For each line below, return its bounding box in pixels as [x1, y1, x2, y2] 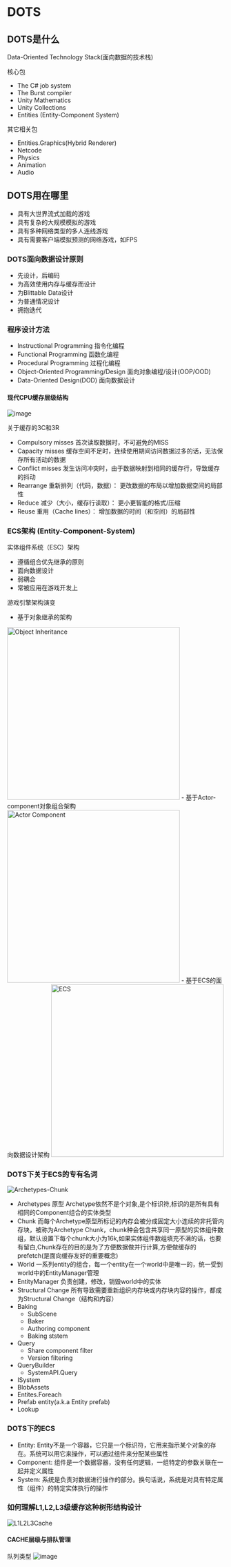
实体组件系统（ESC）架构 [7, 543, 80, 551]
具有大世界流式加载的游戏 [17, 209, 90, 217]
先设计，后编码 [17, 271, 60, 280]
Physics [17, 153, 40, 162]
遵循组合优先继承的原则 [17, 557, 84, 566]
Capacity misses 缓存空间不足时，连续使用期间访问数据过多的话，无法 [17, 447, 217, 455]
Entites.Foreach [17, 1390, 62, 1399]
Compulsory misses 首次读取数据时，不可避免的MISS [17, 438, 169, 446]
